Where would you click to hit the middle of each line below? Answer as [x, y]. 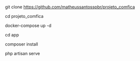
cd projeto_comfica [24, 16]
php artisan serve [23, 53]
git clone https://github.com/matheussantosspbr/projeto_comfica [70, 7]
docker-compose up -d [28, 25]
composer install [22, 44]
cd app [12, 35]
